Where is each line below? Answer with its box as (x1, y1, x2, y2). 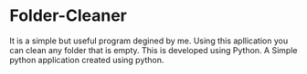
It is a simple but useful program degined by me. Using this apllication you (9, 35, 289, 46)
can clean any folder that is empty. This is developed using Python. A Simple (9, 44, 298, 55)
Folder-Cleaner (9, 5, 128, 26)
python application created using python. (9, 54, 164, 65)
